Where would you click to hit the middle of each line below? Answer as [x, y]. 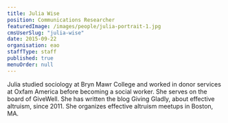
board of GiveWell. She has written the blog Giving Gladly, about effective [111, 99]
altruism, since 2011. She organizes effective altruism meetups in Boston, [110, 106]
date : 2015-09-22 [32, 39]
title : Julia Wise [33, 13]
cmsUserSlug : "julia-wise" [46, 33]
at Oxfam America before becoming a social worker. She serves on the [107, 91]
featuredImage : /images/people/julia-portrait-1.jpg [84, 26]
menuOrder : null [30, 65]
